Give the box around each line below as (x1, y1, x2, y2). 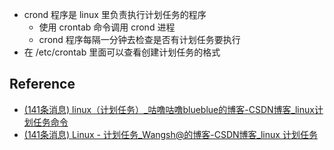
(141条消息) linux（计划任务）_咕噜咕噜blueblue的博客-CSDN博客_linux (23, 103, 315, 115)
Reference (9, 76, 76, 93)
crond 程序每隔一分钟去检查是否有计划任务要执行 (38, 34, 241, 45)
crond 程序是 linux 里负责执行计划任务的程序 (23, 9, 207, 20)
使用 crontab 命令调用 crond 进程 (38, 21, 176, 33)
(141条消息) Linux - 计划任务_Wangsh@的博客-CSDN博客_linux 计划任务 (23, 128, 318, 140)
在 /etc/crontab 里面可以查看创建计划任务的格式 (23, 46, 221, 58)
